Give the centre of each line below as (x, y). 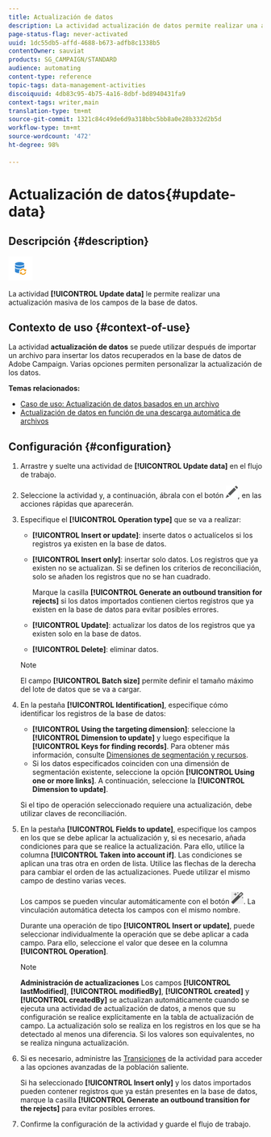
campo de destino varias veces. (73, 881)
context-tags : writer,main (54, 102)
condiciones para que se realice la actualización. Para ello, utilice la (132, 846)
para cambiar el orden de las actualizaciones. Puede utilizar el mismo (135, 872)
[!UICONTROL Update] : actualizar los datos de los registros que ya (144, 625)
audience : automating (45, 69)
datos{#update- (181, 194)
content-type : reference (50, 77)
